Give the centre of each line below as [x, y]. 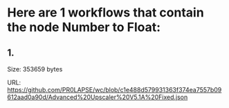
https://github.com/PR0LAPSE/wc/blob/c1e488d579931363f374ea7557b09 [114, 90]
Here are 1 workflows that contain [106, 13]
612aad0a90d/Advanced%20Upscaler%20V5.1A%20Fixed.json [98, 97]
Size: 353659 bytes [35, 69]
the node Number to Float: [84, 27]
